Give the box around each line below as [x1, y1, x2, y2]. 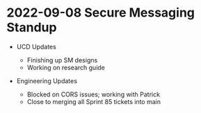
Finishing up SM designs [26, 55, 98, 64]
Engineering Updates [16, 76, 78, 85]
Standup [6, 19, 57, 35]
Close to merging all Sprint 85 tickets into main [26, 97, 161, 105]
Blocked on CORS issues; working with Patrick [26, 90, 161, 98]
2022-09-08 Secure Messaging [6, 5, 195, 21]
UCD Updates [16, 42, 56, 51]
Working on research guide [26, 63, 106, 71]
